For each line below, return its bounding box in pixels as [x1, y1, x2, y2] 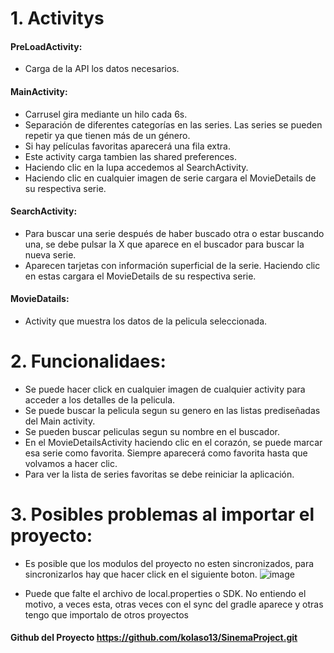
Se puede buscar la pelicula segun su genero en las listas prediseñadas [24, 404, 321, 416]
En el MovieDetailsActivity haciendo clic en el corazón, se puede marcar [24, 436, 323, 448]
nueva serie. [24, 248, 77, 261]
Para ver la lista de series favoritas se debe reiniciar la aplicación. [24, 468, 295, 480]
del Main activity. [24, 415, 96, 427]
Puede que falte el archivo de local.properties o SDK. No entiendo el [24, 587, 307, 599]
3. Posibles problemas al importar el [10, 503, 315, 526]
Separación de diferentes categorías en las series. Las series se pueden [24, 118, 323, 131]
